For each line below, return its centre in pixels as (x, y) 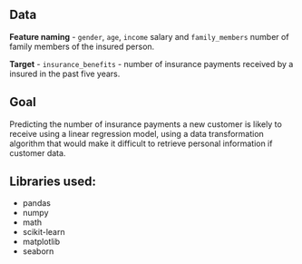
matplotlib (41, 242)
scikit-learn (44, 232)
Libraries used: (53, 182)
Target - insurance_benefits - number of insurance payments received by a (151, 64)
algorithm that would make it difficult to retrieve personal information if (141, 143)
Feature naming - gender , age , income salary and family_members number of (149, 36)
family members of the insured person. (82, 46)
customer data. (38, 152)
